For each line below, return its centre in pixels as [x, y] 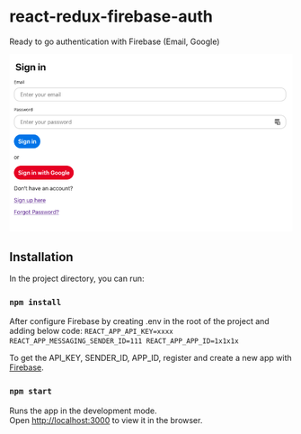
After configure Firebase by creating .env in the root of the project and [139, 321]
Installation [41, 257]
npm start [31, 392]
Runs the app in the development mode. [83, 411]
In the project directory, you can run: [77, 279]
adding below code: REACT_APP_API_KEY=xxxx [91, 331]
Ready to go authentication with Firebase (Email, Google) [115, 41]
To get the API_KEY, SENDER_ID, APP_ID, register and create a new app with [150, 358]
